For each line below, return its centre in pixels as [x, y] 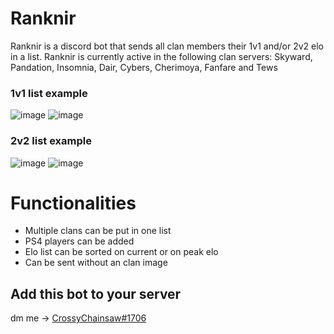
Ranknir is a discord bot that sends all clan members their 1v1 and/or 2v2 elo [167, 46]
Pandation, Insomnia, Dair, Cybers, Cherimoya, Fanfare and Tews [144, 67]
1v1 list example [49, 93]
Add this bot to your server [96, 293]
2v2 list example [51, 141]
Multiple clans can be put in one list [98, 231]
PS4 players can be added [79, 241]
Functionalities [73, 203]
